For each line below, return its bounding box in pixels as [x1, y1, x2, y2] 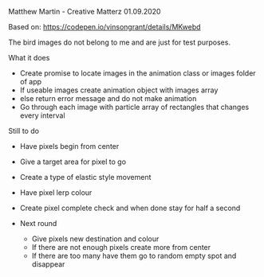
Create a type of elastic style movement [19, 173, 152, 181]
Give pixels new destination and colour [31, 234, 160, 244]
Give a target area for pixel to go [19, 157, 126, 166]
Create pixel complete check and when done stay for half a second [19, 203, 241, 213]
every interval [19, 111, 65, 120]
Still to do [8, 127, 40, 135]
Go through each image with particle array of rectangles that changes [19, 103, 250, 111]
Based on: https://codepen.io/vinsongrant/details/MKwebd [8, 22, 201, 31]
